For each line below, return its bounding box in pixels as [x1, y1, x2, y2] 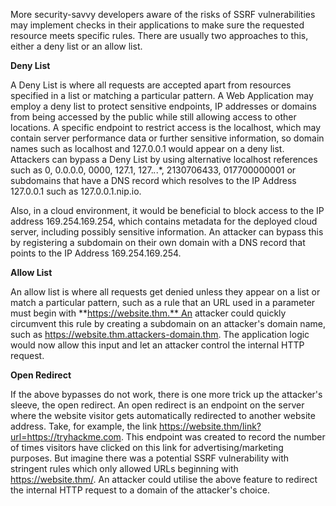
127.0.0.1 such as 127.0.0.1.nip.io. [10, 185, 142, 197]
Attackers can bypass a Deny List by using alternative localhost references [10, 154, 318, 165]
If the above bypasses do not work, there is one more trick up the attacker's [10, 389, 323, 400]
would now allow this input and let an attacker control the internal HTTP [10, 339, 305, 351]
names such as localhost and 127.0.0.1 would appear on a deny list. [10, 143, 285, 154]
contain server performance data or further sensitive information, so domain [10, 132, 325, 144]
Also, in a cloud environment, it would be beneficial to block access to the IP [10, 205, 325, 216]
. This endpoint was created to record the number [120, 431, 326, 443]
